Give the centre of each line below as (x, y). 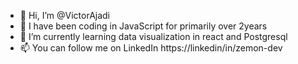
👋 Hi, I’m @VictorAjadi (65, 15)
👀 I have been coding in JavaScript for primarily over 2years (143, 26)
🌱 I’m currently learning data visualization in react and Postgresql (153, 36)
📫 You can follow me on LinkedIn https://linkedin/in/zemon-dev (151, 48)
